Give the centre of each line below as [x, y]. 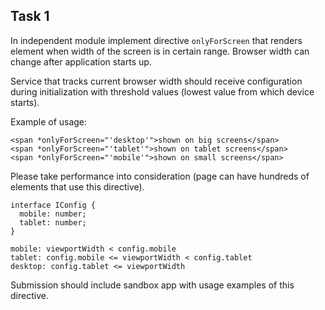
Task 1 [30, 16]
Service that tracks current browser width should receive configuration [156, 81]
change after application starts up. [81, 61]
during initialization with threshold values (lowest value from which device [162, 91]
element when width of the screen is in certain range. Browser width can [160, 51]
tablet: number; [53, 222]
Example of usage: [49, 121]
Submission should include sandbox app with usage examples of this [152, 285]
